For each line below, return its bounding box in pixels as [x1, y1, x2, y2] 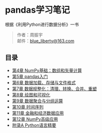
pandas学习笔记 [5, 4, 70, 16]
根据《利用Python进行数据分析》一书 [5, 21, 79, 27]
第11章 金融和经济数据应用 [12, 110, 64, 116]
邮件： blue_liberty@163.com [17, 38, 74, 44]
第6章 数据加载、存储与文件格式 [12, 79, 76, 85]
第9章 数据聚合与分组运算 [12, 98, 63, 104]
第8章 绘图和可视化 [12, 92, 51, 97]
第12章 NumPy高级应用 [12, 116, 58, 122]
